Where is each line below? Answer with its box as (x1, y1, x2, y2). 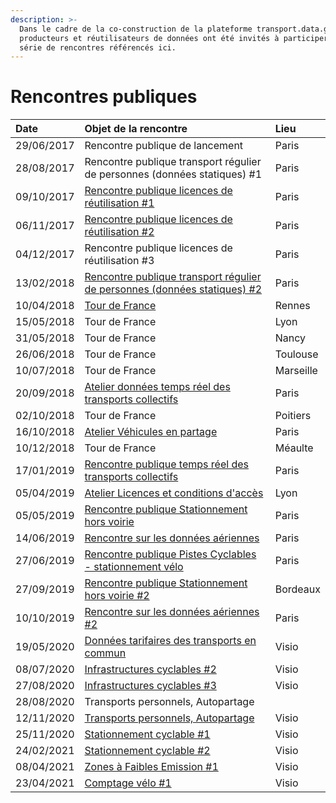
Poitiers (274, 409, 312, 423)
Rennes (274, 299, 311, 313)
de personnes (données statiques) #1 (84, 167, 262, 181)
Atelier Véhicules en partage (84, 425, 218, 439)
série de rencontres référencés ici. (19, 42, 177, 53)
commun (84, 646, 127, 660)
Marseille (274, 364, 318, 378)
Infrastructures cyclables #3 (84, 679, 217, 693)
